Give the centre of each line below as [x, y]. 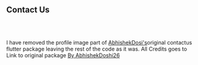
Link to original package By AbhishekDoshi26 [63, 55]
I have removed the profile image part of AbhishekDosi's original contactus [99, 42]
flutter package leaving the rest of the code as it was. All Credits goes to [97, 49]
